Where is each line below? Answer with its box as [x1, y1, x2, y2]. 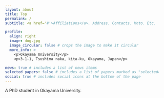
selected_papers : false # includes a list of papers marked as [5, 70, 137, 75]
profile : [5, 30, 23, 34]
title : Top [5, 12, 27, 16]
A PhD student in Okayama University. [5, 88, 82, 93]
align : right [9, 34, 36, 39]
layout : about [5, 7, 34, 12]
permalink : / [5, 16, 32, 21]
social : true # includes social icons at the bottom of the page [5, 74, 141, 79]
